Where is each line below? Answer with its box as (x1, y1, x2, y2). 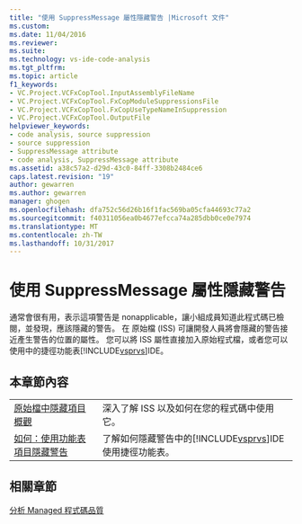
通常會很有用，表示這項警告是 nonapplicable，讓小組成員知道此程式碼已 (9, 312, 277, 323)
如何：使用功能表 (13, 432, 87, 445)
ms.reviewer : (9, 38, 58, 48)
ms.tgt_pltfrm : (9, 64, 67, 73)
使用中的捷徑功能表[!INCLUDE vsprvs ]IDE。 (9, 345, 169, 356)
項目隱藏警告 (13, 446, 69, 458)
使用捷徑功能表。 (102, 446, 175, 458)
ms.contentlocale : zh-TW (9, 230, 102, 239)
